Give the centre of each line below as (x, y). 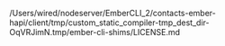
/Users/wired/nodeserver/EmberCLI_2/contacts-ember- (112, 13)
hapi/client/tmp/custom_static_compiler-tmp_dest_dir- (109, 23)
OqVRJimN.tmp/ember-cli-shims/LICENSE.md (95, 32)
